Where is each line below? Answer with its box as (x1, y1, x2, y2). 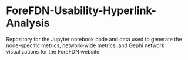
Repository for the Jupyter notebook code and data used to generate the (6, 36, 182, 43)
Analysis (6, 16, 50, 30)
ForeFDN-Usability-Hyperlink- (6, 4, 157, 17)
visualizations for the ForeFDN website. (6, 48, 101, 55)
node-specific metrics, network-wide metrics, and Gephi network (6, 42, 164, 49)
